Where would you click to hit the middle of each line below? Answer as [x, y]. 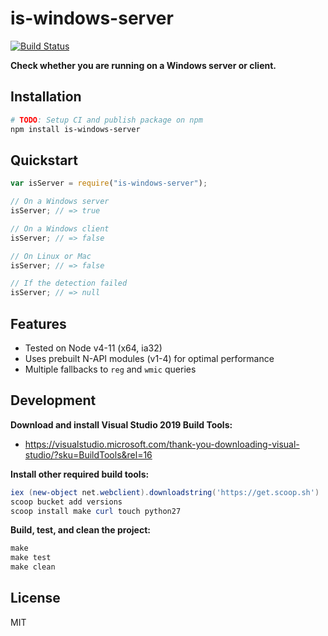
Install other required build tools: [80, 474]
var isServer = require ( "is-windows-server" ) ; [109, 183]
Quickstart [44, 160]
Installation [46, 97]
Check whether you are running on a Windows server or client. [143, 65]
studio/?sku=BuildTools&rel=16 [88, 454]
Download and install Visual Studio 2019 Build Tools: [121, 424]
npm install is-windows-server [75, 129]
